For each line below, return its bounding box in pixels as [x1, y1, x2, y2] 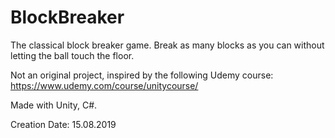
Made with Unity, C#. [10, 99, 98, 111]
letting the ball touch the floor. [10, 49, 135, 61]
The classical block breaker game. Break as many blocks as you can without [10, 39, 325, 51]
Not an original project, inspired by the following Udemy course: [10, 69, 274, 81]
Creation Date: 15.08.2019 [10, 118, 117, 130]
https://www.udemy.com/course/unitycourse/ [10, 79, 199, 91]
